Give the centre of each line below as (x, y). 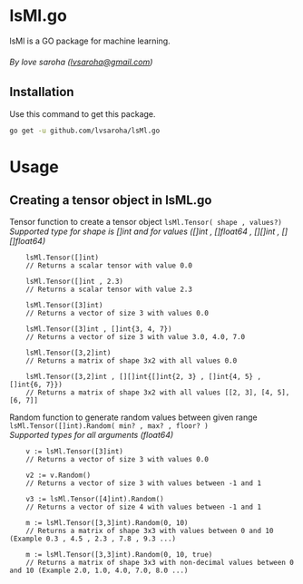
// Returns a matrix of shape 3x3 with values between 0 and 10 (150, 531)
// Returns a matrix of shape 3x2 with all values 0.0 (132, 361)
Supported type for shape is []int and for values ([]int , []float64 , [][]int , (145, 231)
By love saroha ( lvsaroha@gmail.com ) (81, 62)
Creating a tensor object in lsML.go (111, 200)
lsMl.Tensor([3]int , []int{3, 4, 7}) (99, 329)
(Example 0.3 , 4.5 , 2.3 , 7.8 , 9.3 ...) (93, 539)
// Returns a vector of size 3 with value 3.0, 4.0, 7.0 (136, 337)
